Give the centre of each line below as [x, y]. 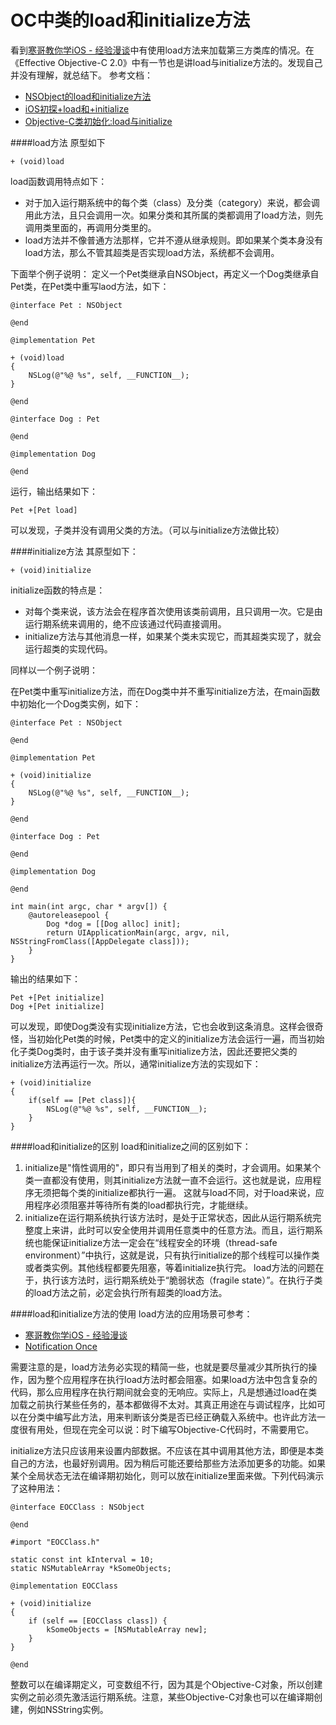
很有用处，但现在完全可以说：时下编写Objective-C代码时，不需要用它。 [166, 1429]
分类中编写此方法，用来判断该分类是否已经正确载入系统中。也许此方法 [172, 1417]
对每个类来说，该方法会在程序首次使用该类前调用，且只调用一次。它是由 [173, 611]
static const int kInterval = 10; [82, 1559]
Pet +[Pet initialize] [57, 997]
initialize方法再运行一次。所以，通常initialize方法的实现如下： [136, 1063]
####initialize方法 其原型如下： [74, 551]
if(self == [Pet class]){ [82, 1100]
